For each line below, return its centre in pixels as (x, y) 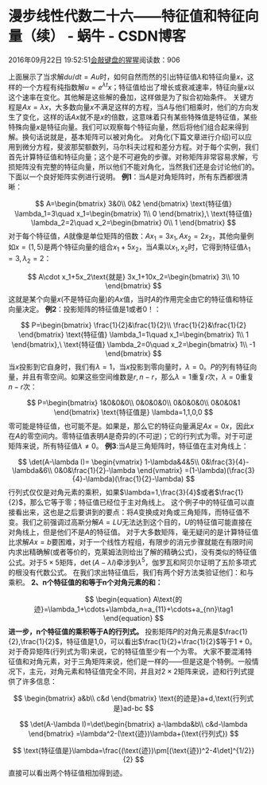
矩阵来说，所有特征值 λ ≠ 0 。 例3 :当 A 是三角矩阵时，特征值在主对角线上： (128, 446)
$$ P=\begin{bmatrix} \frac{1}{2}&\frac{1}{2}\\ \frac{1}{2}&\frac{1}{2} (133, 325)
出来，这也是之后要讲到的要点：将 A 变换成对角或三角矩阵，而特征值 (132, 512)
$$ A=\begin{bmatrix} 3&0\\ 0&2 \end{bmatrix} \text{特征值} (133, 203)
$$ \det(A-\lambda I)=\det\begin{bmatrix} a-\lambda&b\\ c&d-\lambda (133, 724)
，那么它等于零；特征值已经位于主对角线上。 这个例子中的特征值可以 (135, 502)
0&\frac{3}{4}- (225, 462)
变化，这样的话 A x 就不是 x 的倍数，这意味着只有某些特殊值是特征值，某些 (139, 117)
